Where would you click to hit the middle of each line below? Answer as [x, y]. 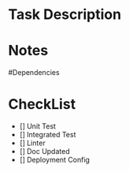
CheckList [42, 105]
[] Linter [32, 143]
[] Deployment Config [55, 160]
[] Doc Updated [44, 151]
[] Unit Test [38, 126]
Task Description [65, 15]
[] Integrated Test [48, 135]
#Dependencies [34, 73]
